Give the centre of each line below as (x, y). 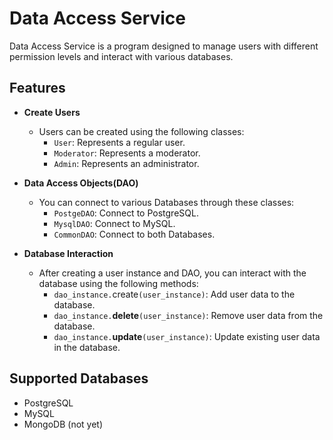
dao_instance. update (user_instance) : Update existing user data (187, 336)
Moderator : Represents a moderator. (127, 153)
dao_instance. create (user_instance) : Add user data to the (174, 294)
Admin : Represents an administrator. (126, 163)
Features (37, 88)
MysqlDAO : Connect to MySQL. (114, 223)
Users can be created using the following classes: (141, 131)
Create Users (52, 112)
